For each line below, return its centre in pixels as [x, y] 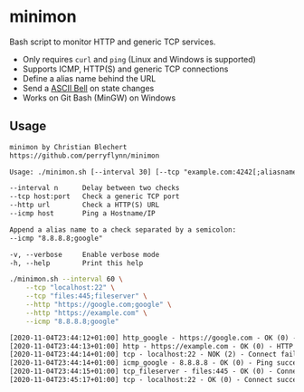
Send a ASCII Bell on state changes [88, 88]
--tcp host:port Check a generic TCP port [95, 196]
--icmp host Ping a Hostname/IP [82, 214]
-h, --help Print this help [76, 263]
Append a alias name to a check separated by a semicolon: [123, 229]
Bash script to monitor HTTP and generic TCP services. [113, 42]
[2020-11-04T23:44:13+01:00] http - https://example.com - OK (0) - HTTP [152, 346]
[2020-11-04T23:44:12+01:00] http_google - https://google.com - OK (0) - [153, 338]
